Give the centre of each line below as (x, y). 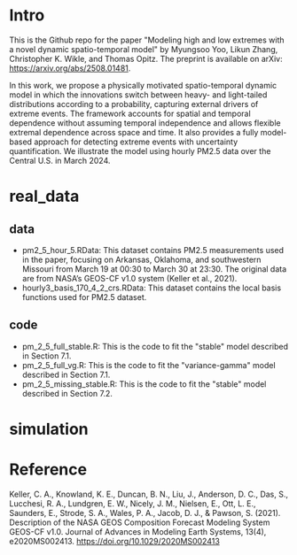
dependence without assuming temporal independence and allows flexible (145, 123)
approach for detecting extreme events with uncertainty (136, 142)
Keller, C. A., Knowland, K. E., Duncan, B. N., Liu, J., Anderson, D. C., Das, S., (149, 494)
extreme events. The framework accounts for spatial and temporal (130, 113)
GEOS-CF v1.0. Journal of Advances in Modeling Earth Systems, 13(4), (138, 531)
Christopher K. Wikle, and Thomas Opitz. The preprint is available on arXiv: (146, 58)
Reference (48, 470)
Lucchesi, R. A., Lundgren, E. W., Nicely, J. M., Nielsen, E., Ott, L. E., (133, 503)
